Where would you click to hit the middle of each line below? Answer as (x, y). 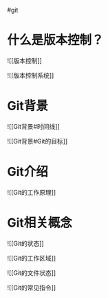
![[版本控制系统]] (31, 75)
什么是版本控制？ (56, 40)
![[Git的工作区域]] (32, 258)
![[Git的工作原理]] (32, 192)
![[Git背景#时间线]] (33, 126)
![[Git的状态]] (25, 243)
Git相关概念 (40, 223)
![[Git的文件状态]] (32, 272)
